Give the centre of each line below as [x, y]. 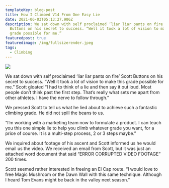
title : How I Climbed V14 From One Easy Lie [53, 15]
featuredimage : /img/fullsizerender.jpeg [49, 43]
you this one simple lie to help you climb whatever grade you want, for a [80, 128]
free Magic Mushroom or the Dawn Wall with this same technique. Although [83, 174]
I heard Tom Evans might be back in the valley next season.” [68, 179]
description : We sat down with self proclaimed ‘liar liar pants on [78, 24]
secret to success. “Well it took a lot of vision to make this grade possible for [84, 81]
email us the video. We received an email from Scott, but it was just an [78, 148]
